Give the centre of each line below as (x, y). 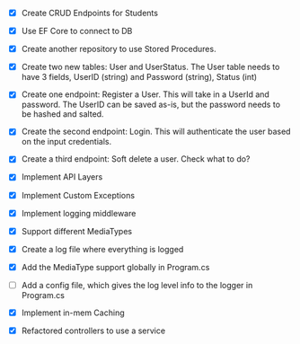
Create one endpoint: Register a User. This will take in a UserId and (146, 94)
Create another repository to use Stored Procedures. (119, 49)
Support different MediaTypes (76, 231)
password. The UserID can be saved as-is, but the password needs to (150, 105)
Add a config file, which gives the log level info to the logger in (137, 285)
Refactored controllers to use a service (93, 331)
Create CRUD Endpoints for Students (90, 13)
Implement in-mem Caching (73, 313)
